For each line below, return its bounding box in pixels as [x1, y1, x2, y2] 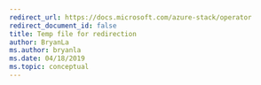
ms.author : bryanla [9, 46, 82, 55]
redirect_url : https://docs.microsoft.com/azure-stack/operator [9, 12, 252, 22]
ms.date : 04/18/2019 [9, 54, 86, 63]
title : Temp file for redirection [9, 29, 138, 38]
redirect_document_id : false [9, 21, 117, 30]
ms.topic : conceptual [9, 63, 90, 72]
